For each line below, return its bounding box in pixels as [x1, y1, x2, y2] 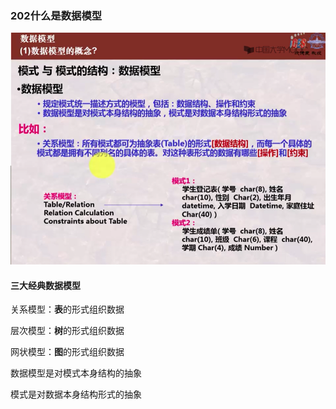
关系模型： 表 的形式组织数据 [10, 303, 125, 316]
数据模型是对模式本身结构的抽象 [10, 367, 142, 379]
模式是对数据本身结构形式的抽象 [10, 388, 142, 401]
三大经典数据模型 [10, 279, 81, 291]
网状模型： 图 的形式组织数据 [10, 346, 125, 358]
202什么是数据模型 [10, 8, 103, 22]
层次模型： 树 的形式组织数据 [10, 325, 125, 337]
